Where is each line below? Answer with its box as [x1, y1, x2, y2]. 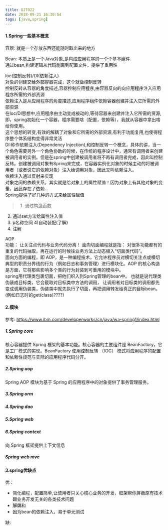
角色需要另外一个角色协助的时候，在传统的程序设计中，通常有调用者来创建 [9, 148, 163, 154]
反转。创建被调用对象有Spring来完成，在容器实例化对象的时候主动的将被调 [5, 160, 159, 166]
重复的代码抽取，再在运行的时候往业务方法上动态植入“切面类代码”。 [5, 248, 145, 254]
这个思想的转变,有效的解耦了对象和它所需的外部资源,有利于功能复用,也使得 [5, 129, 158, 135]
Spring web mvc [5, 454, 40, 460]
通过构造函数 [24, 202, 51, 208]
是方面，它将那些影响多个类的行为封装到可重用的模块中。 [5, 267, 123, 273]
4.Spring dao [5, 404, 33, 410]
